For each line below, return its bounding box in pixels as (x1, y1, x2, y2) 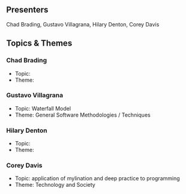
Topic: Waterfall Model (14, 105, 71, 112)
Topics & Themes (6, 38, 73, 49)
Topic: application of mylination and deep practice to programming (14, 175, 180, 182)
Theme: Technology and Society (14, 181, 96, 189)
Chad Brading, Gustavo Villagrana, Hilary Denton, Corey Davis (6, 20, 160, 28)
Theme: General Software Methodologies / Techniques (14, 111, 151, 118)
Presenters (6, 5, 49, 15)
